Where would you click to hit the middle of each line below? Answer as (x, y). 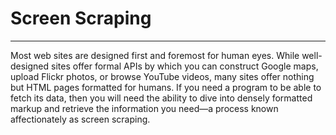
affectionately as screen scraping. (80, 119)
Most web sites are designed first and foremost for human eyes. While (155, 55)
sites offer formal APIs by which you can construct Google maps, (185, 66)
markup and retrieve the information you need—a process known (144, 108)
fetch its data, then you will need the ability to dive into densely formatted (161, 98)
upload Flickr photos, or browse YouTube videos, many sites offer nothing (162, 76)
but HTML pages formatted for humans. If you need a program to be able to (166, 87)
